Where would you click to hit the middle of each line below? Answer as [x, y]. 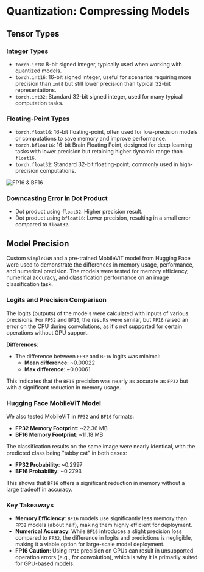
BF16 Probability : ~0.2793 [48, 471]
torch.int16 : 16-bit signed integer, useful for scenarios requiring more [103, 77]
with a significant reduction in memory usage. [64, 387]
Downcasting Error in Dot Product [57, 198]
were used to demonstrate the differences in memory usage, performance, [100, 265]
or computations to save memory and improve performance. [91, 139]
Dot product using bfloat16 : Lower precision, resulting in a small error [103, 218]
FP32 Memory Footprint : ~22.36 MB [61, 428]
